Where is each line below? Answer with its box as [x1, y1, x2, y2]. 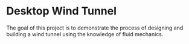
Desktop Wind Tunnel [6, 4, 117, 18]
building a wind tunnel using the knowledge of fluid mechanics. [6, 30, 164, 37]
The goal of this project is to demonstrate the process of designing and [6, 24, 184, 31]
